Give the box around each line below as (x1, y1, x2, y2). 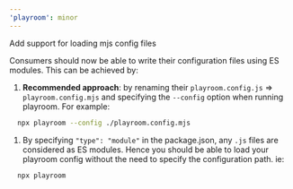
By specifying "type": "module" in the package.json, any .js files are (22, 134, 279, 145)
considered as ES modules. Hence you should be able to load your (22, 144, 270, 155)
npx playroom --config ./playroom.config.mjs (17, 118, 191, 127)
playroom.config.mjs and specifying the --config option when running (22, 91, 284, 102)
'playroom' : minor (9, 13, 78, 22)
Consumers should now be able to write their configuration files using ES (9, 55, 280, 65)
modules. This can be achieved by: (9, 64, 139, 75)
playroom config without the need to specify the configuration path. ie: (22, 153, 285, 164)
